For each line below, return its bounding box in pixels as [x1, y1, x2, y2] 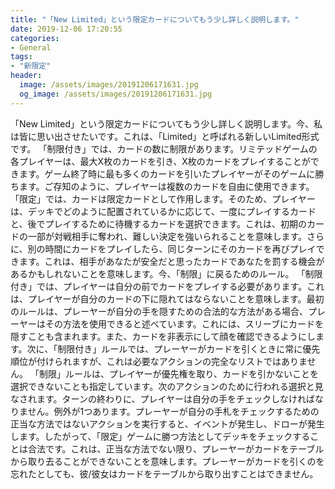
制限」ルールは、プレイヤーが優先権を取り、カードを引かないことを [38, 367, 319, 380]
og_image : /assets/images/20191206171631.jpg [19, 89, 213, 99]
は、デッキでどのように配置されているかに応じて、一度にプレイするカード [10, 205, 317, 217]
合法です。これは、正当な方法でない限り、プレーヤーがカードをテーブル [27, 442, 325, 455]
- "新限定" [10, 61, 52, 71]
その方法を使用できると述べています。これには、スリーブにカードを [44, 317, 324, 330]
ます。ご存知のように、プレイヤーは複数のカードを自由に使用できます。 [18, 180, 315, 192]
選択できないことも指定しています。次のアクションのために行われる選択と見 [10, 380, 324, 392]
